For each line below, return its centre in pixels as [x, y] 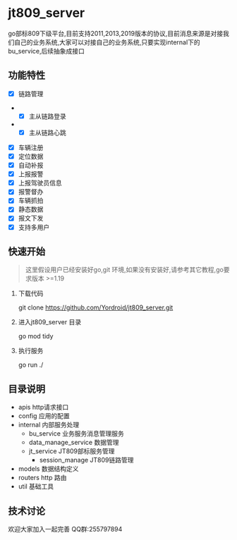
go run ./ [31, 365]
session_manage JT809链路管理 [86, 460]
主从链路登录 [47, 116]
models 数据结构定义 [48, 469]
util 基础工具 [36, 486]
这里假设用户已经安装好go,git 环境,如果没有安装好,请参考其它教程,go [124, 270]
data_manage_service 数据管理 [74, 443]
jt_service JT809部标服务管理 [72, 451]
